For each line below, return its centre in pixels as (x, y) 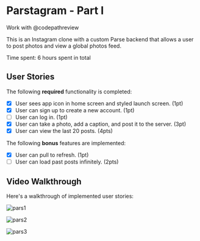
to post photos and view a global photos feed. (64, 46)
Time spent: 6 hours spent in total (49, 57)
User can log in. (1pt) (41, 117)
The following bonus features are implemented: (66, 143)
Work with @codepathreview (43, 27)
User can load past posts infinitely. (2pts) (67, 162)
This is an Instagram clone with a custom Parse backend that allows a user (100, 39)
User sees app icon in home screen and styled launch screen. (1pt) (99, 103)
